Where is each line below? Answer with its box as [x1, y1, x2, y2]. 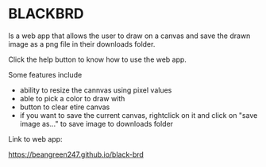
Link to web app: [8, 134, 63, 143]
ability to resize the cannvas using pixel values [19, 85, 172, 95]
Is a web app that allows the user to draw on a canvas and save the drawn [8, 31, 251, 40]
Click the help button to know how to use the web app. [8, 55, 187, 64]
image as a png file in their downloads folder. [8, 39, 156, 48]
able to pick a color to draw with [19, 93, 125, 103]
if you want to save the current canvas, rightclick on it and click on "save [19, 110, 258, 120]
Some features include [8, 70, 83, 79]
